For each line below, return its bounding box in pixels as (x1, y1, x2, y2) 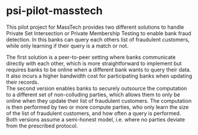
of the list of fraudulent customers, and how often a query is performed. (6, 110, 181, 117)
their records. (6, 78, 40, 86)
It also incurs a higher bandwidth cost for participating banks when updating (6, 72, 193, 79)
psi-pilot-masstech (6, 4, 103, 18)
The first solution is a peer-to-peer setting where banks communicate (6, 53, 176, 60)
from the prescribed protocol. (6, 122, 78, 129)
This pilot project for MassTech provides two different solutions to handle (6, 23, 184, 31)
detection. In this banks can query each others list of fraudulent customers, (6, 36, 190, 43)
